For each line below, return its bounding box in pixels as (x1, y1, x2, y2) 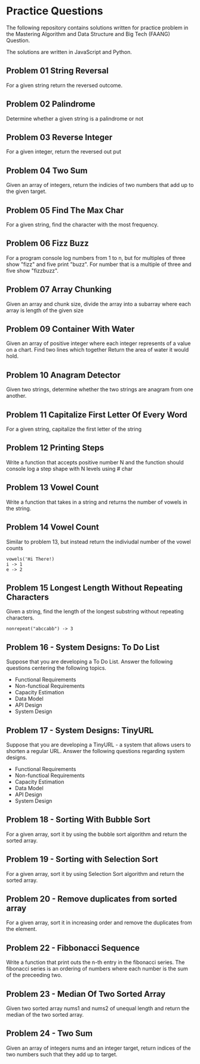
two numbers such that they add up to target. (6, 1050, 118, 1058)
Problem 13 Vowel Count (6, 482, 99, 492)
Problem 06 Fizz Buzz (6, 238, 89, 249)
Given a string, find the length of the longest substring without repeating (6, 608, 184, 615)
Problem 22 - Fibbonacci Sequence (6, 942, 140, 953)
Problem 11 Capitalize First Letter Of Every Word (6, 409, 188, 420)
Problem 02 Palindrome (6, 99, 96, 109)
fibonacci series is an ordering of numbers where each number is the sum (6, 965, 188, 972)
